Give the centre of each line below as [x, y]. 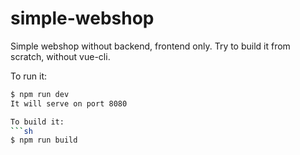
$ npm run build [44, 140]
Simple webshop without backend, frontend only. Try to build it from [150, 46]
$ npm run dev [40, 94]
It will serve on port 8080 [69, 103]
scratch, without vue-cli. [60, 56]
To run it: [29, 76]
